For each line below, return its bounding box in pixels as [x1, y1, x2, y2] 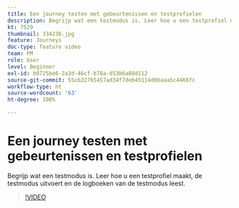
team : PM [7, 50, 33, 58]
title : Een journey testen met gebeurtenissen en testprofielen [7, 10, 202, 18]
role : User [7, 57, 40, 64]
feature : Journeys [7, 37, 62, 44]
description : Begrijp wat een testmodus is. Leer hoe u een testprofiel [7, 17, 228, 24]
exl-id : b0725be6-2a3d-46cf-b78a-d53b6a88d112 [7, 70, 148, 77]
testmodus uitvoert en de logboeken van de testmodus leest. [7, 179, 186, 187]
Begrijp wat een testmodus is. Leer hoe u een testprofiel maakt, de [7, 171, 203, 180]
